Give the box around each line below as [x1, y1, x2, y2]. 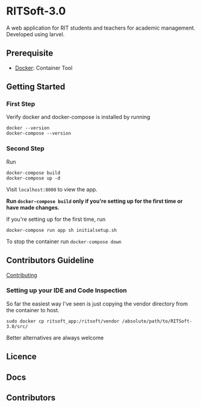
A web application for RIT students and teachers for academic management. [6, 24, 196, 31]
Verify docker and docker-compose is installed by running [6, 114, 150, 121]
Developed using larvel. [6, 30, 65, 37]
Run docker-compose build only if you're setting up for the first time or [6, 197, 183, 205]
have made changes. [6, 203, 60, 211]
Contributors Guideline [6, 255, 94, 266]
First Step [6, 100, 36, 108]
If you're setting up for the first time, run [6, 216, 106, 223]
